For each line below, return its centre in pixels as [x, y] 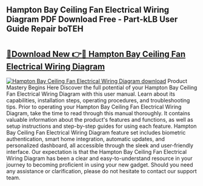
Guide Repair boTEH [45, 29]
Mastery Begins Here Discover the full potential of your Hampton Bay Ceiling [102, 88]
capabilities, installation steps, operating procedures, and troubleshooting [98, 100]
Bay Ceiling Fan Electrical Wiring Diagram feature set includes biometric [96, 132]
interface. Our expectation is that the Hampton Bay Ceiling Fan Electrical [96, 152]
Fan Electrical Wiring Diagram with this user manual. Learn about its [91, 94]
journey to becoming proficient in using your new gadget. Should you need [100, 165]
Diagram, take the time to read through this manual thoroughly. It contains [98, 113]
